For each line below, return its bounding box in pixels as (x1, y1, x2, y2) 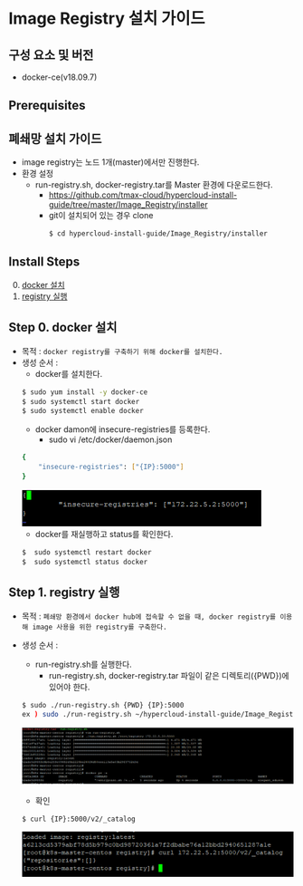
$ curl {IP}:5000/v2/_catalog (21, 814, 137, 824)
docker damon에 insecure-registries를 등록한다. (34, 424, 211, 435)
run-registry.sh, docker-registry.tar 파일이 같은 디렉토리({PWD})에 (48, 669, 290, 680)
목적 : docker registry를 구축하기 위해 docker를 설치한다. (21, 345, 223, 356)
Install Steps (8, 255, 80, 270)
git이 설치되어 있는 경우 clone (48, 210, 154, 221)
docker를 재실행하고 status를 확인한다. (34, 528, 174, 539)
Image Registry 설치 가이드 (8, 8, 205, 29)
